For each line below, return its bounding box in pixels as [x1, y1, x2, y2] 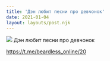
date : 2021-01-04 [6, 14, 49, 20]
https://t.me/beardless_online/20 [6, 48, 86, 55]
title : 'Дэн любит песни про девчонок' [6, 8, 105, 15]
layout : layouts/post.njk [6, 20, 70, 25]
